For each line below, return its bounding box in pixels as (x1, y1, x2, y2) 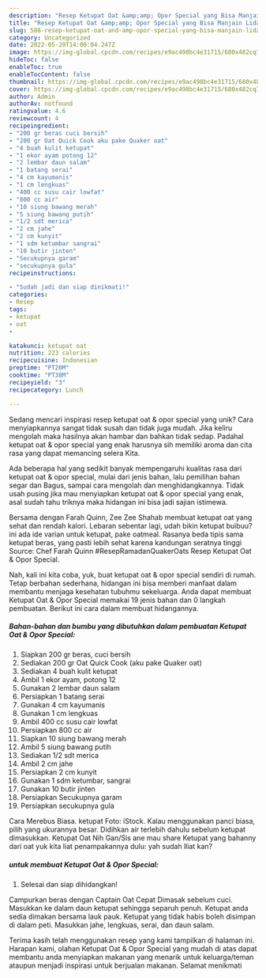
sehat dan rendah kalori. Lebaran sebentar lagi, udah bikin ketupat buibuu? (9, 521, 253, 530)
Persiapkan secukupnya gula (20, 801, 115, 811)
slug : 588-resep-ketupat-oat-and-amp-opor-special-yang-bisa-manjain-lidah (9, 26, 264, 34)
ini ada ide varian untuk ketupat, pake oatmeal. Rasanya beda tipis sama (9, 529, 244, 539)
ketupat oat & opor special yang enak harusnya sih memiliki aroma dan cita (9, 440, 253, 449)
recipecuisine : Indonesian (9, 357, 98, 365)
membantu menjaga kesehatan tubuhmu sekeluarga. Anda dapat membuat (9, 586, 252, 596)
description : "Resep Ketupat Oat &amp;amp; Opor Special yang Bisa (9, 11, 236, 20)
